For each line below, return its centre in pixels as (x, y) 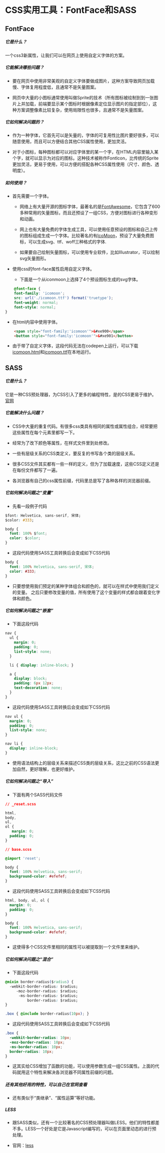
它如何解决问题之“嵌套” (29, 611)
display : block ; (31, 679)
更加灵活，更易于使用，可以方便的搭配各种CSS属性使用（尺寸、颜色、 (83, 164)
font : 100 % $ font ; (29, 534)
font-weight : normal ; (36, 303)
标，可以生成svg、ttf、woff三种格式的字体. (63, 242)
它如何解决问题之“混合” (29, 959)
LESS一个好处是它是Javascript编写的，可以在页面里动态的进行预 (91, 1129)
